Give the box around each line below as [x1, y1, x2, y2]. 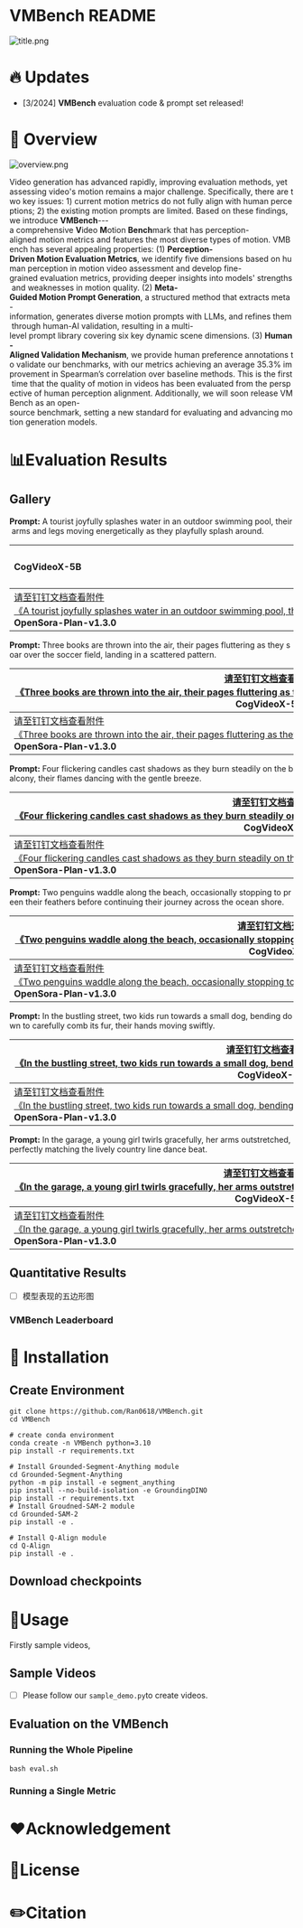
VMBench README [9, 5, 156, 26]
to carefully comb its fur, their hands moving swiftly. [22, 1020, 216, 1031]
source [9, 407, 36, 417]
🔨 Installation [9, 1347, 110, 1367]
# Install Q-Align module [9, 1533, 106, 1542]
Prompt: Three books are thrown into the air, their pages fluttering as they [9, 639, 284, 650]
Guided [9, 291, 38, 303]
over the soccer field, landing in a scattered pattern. [23, 649, 216, 660]
